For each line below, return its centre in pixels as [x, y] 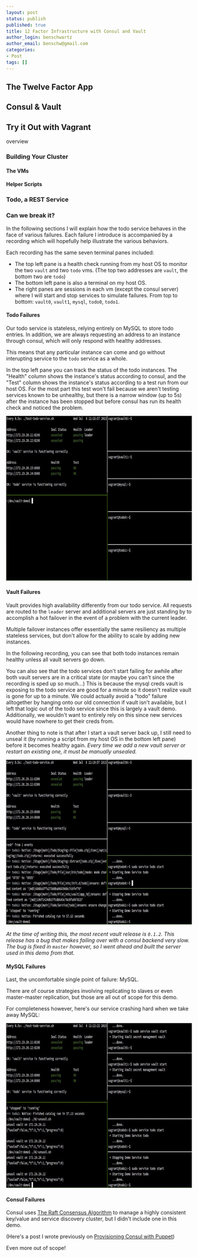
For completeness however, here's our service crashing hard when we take [97, 1009]
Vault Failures [23, 592]
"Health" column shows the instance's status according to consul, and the [96, 376]
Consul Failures [26, 1199]
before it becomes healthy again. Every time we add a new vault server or [96, 745]
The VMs [18, 171]
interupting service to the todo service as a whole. [67, 358]
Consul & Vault [34, 107]
